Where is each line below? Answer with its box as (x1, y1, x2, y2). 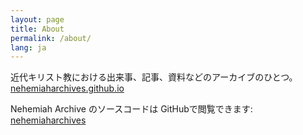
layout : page (10, 14, 65, 25)
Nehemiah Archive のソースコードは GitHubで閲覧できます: (10, 103, 253, 115)
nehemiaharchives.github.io (10, 82, 125, 95)
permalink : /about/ (10, 33, 92, 43)
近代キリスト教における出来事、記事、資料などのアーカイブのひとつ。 (10, 71, 298, 83)
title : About (10, 24, 65, 34)
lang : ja (10, 42, 47, 53)
